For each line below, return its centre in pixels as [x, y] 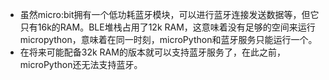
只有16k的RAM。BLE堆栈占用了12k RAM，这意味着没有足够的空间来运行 [167, 27]
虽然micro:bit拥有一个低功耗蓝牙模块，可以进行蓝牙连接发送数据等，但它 [169, 14]
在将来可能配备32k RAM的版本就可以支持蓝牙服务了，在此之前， [152, 52]
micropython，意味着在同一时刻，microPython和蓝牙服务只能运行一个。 [168, 39]
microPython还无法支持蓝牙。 [81, 64]
